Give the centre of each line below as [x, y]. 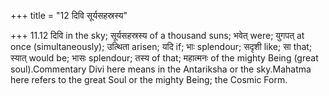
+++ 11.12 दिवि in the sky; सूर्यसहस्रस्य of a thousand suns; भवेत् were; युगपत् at [157, 35]
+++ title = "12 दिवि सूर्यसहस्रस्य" [69, 15]
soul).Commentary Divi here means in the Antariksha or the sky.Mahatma [161, 69]
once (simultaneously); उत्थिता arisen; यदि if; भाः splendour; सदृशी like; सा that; [161, 46]
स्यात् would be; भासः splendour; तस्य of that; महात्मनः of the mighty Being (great [164, 58]
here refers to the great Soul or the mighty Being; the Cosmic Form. [149, 79]
